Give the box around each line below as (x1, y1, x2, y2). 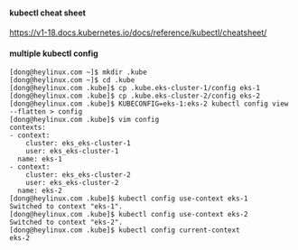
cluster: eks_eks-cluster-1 (25, 139, 131, 148)
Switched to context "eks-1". (9, 202, 124, 211)
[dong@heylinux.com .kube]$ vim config (9, 116, 160, 125)
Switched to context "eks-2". (9, 218, 124, 227)
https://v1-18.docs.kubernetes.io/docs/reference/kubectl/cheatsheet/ (9, 27, 267, 38)
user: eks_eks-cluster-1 (25, 147, 119, 156)
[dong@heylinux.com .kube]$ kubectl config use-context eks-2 (9, 210, 248, 219)
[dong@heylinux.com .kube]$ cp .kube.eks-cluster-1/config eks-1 (9, 84, 260, 93)
